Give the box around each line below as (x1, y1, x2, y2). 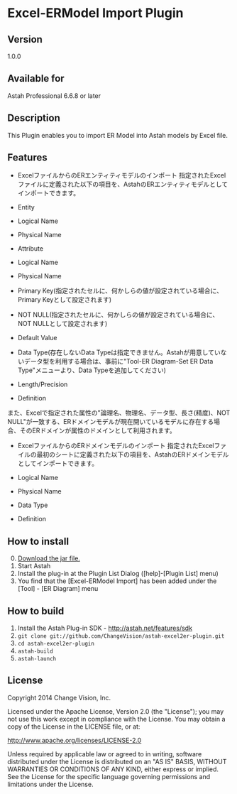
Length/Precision (17, 380, 68, 388)
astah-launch (17, 656, 57, 663)
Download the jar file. (17, 554, 80, 562)
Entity (17, 203, 35, 212)
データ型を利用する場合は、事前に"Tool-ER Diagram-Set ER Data (23, 357, 214, 366)
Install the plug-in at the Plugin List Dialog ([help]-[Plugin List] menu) (17, 570, 219, 578)
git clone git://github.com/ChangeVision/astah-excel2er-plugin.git (17, 633, 225, 640)
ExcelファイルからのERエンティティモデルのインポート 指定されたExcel (17, 171, 226, 180)
